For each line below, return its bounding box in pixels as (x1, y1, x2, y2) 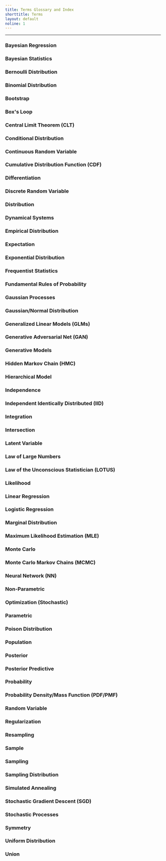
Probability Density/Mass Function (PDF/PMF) (5, 691, 118, 698)
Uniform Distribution (5, 837, 56, 844)
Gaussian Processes (5, 294, 55, 301)
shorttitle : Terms (5, 12, 43, 17)
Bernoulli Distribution (5, 69, 58, 76)
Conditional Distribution (5, 134, 64, 141)
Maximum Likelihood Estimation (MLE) (5, 532, 99, 539)
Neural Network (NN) (5, 572, 57, 579)
